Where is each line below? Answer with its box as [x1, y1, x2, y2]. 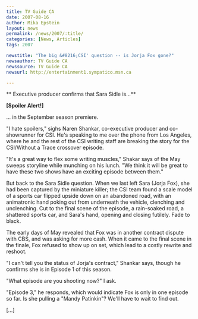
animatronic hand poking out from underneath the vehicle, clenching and [6, 198, 185, 206]
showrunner [6, 131, 36, 138]
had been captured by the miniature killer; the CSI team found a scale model [6, 186, 193, 193]
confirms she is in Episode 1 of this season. [6, 266, 112, 273]
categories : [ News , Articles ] [6, 36, 81, 42]
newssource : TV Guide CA [6, 64, 68, 70]
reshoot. [6, 248, 27, 255]
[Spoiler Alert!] [6, 102, 44, 109]
